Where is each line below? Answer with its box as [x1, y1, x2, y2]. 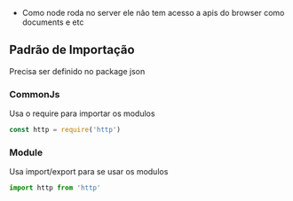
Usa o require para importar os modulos [9, 108, 155, 119]
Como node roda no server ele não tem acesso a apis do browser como [21, 8, 285, 18]
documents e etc [21, 17, 84, 27]
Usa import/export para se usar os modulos [9, 166, 169, 177]
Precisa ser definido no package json [9, 66, 146, 76]
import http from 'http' [9, 183, 101, 193]
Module [9, 146, 43, 158]
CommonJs [9, 88, 60, 100]
